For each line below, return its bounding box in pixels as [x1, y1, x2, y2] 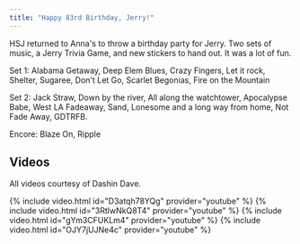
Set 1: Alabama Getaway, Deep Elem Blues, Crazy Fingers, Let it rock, [9, 65, 266, 76]
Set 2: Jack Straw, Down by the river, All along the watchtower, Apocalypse [9, 92, 287, 103]
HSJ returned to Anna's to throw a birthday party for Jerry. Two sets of [9, 38, 272, 49]
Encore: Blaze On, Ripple [9, 128, 101, 140]
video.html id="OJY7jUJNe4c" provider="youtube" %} [9, 224, 212, 235]
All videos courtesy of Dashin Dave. [9, 178, 142, 189]
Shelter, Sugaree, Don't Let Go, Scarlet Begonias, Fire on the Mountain [9, 74, 270, 86]
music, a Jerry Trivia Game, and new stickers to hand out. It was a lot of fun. [9, 47, 292, 59]
